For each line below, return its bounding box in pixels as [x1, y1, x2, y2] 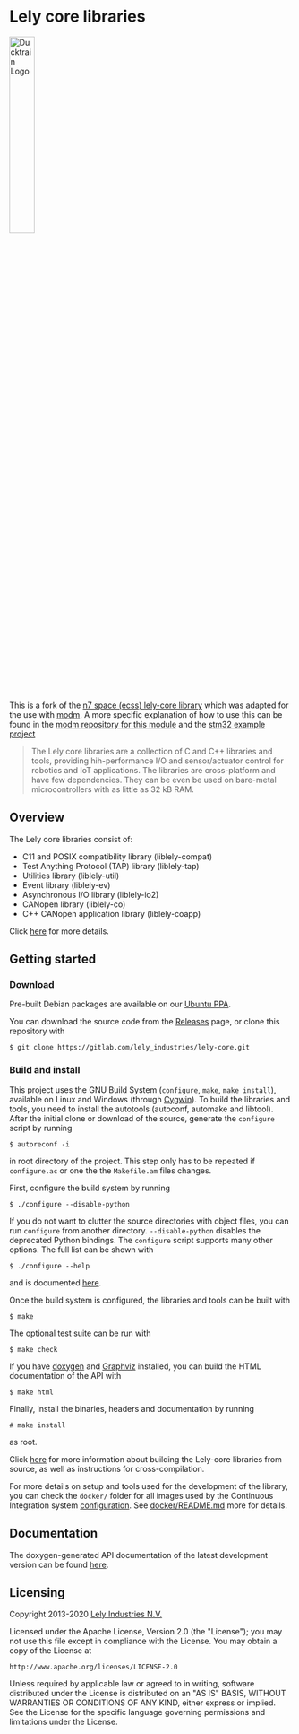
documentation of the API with [9, 1370, 122, 1381]
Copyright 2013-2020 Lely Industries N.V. [9, 1608, 163, 1620]
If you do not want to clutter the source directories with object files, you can [9, 1216, 289, 1226]
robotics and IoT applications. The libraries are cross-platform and [30, 764, 276, 775]
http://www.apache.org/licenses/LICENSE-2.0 [9, 1662, 178, 1672]
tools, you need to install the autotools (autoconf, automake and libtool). [9, 1103, 274, 1114]
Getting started [9, 952, 97, 967]
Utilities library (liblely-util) [21, 870, 120, 881]
